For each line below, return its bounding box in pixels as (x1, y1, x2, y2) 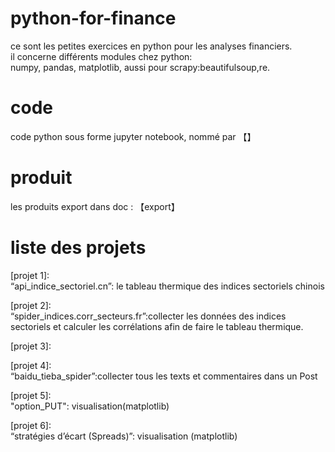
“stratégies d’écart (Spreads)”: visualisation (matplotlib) (10, 430, 238, 442)
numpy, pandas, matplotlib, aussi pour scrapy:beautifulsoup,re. (10, 61, 271, 73)
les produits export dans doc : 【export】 (10, 200, 180, 212)
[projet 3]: (10, 340, 52, 352)
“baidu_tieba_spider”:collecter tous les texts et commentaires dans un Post (10, 370, 318, 382)
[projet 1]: (10, 269, 50, 281)
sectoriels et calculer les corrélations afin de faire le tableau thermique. (10, 320, 304, 332)
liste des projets (10, 237, 147, 259)
